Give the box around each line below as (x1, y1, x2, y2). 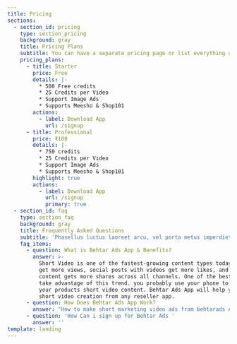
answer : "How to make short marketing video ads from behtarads (32, 306, 226, 313)
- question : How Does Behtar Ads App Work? (25, 299, 157, 307)
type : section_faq (20, 214, 74, 221)
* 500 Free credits (38, 83, 97, 90)
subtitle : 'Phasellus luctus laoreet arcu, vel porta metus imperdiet (20, 234, 232, 241)
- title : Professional (25, 129, 93, 136)
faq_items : (20, 240, 52, 247)
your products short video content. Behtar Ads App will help (38, 286, 226, 293)
